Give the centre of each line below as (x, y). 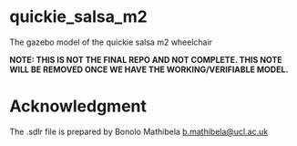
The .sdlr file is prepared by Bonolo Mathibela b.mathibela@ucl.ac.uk (139, 131)
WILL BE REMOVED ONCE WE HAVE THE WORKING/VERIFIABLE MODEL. (149, 69)
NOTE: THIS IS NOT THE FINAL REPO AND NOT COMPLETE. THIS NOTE (146, 59)
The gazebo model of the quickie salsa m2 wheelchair (111, 42)
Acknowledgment (78, 106)
